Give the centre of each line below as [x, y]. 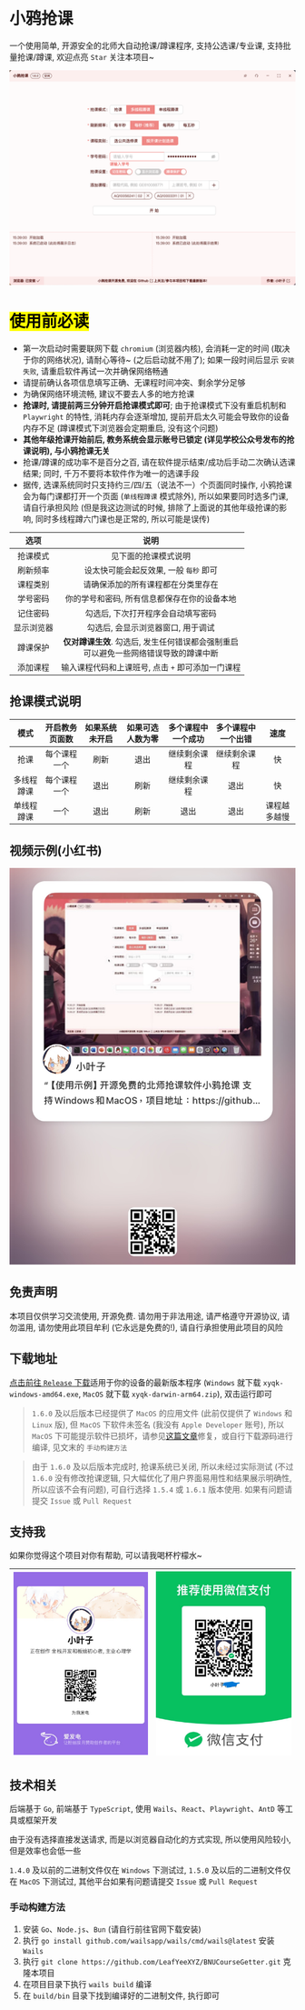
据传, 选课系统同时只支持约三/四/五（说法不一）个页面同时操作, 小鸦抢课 [157, 485]
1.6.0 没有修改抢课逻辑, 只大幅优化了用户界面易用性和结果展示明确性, [162, 1477]
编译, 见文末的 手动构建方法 [79, 1447]
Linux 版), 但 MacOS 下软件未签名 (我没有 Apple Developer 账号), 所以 [157, 1425]
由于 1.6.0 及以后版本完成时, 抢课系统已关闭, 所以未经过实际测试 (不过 [162, 1466]
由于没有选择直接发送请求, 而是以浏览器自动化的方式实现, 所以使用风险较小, [150, 1840]
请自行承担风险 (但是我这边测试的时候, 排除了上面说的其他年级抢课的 [151, 507]
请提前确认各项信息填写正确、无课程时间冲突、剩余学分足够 [134, 382]
